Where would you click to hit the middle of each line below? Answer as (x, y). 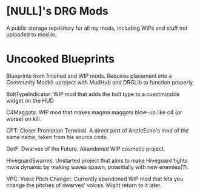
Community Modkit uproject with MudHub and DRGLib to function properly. (100, 82)
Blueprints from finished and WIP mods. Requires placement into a (89, 76)
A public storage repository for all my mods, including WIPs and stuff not (97, 28)
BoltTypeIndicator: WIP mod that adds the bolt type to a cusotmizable (93, 94)
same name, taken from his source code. (57, 137)
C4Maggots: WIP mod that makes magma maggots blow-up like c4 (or (94, 112)
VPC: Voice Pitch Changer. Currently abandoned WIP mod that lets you (95, 179)
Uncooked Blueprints (61, 59)
